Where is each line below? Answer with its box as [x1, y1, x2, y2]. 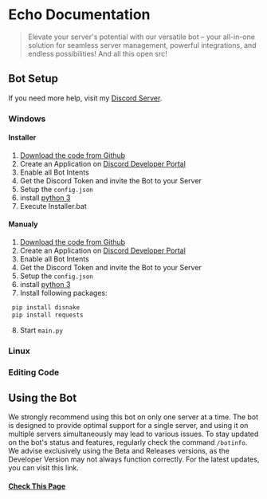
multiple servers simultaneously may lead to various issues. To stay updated [8, 429, 259, 439]
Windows [8, 113, 46, 124]
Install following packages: [19, 289, 108, 298]
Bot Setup [8, 72, 58, 85]
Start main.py [19, 325, 64, 335]
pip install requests [11, 311, 84, 319]
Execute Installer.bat [19, 201, 87, 210]
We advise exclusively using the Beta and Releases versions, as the [8, 446, 230, 456]
